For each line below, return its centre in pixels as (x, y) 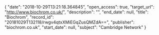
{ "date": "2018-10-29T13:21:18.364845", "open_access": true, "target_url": (79, 7)
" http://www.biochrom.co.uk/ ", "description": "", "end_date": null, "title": (77, 12)
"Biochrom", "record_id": (29, 17)
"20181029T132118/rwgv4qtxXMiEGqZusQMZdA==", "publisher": (70, 22)
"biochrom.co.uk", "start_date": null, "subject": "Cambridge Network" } (75, 27)
